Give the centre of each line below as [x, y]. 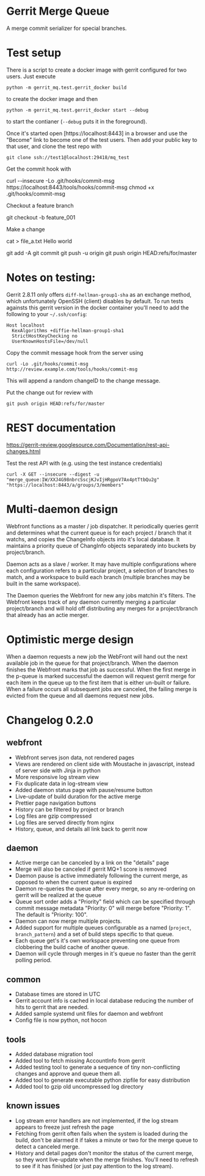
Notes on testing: [51, 278]
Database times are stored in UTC [58, 994]
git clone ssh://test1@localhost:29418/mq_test [68, 157]
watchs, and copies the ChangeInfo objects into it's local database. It [93, 539]
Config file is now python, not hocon [61, 1020]
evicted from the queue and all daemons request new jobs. [80, 695]
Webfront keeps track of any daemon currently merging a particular [91, 602]
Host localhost [26, 325]
